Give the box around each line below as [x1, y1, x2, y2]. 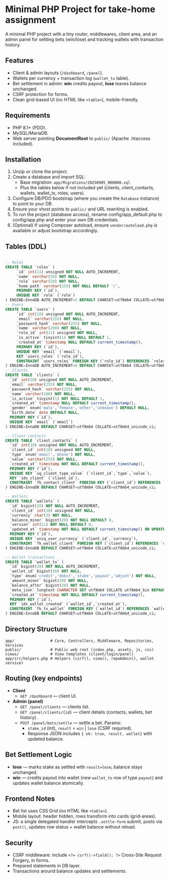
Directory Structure [5, 625, 68, 634]
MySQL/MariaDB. [12, 130, 49, 136]
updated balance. [27, 736, 64, 742]
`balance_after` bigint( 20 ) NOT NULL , [10, 583, 92, 588]
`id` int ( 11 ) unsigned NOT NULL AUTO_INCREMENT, [16, 269, 121, 274]
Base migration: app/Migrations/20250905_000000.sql [20, 179, 131, 185]
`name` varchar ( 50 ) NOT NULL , [16, 274, 80, 279]
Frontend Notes [5, 794, 55, 803]
